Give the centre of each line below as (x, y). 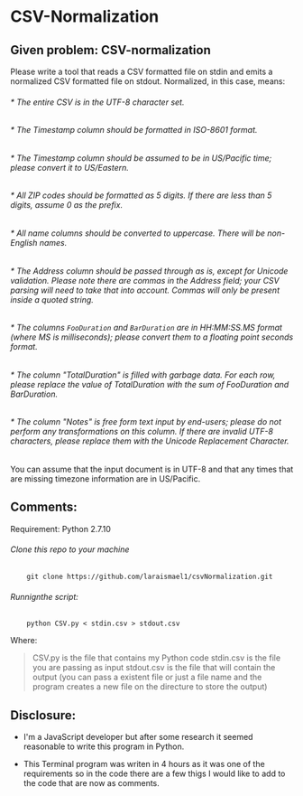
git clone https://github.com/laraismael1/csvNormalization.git (150, 577)
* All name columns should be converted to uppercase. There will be (138, 233)
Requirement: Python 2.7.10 (61, 529)
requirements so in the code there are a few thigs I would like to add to (154, 773)
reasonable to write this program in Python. (104, 746)
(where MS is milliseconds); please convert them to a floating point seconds (152, 337)
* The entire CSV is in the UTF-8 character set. (97, 102)
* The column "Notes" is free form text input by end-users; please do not (146, 422)
